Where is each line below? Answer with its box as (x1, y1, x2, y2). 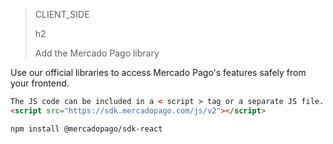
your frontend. (10, 77, 70, 89)
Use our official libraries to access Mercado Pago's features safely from (10, 67, 307, 78)
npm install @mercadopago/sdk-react (10, 124, 163, 134)
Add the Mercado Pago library (34, 47, 160, 59)
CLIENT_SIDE (34, 9, 90, 20)
